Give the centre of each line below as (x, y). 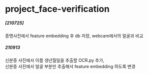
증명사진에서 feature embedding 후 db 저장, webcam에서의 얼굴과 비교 (74, 36)
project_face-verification (57, 9)
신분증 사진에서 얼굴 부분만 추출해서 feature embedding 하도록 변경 (70, 67)
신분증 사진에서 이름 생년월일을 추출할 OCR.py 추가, (55, 60)
